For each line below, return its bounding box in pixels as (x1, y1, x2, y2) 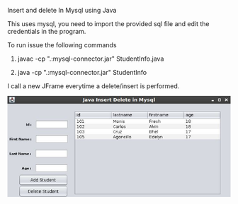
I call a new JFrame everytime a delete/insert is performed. (7, 82, 180, 90)
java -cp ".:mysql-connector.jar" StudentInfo (17, 68, 147, 76)
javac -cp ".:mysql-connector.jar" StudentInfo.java (17, 54, 164, 63)
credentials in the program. (7, 28, 86, 35)
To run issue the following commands (7, 41, 117, 49)
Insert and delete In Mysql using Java (7, 6, 117, 14)
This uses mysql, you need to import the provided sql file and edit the (7, 20, 210, 28)
